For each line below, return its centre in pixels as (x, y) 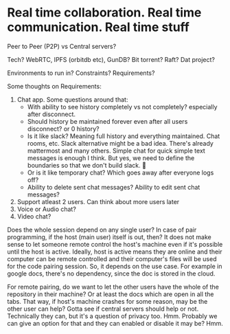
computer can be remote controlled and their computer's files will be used (112, 258)
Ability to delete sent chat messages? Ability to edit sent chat (114, 187)
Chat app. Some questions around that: (72, 99)
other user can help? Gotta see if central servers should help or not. (103, 309)
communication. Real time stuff (99, 27)
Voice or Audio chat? (47, 209)
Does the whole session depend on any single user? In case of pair (102, 230)
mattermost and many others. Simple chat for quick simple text (116, 151)
